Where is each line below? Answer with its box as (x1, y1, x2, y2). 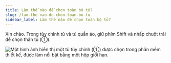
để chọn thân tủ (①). (5, 36, 51, 43)
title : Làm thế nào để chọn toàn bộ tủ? (5, 7, 93, 13)
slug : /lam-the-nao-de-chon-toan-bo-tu (5, 12, 91, 17)
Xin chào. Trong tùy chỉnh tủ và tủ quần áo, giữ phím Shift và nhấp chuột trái (5, 31, 166, 37)
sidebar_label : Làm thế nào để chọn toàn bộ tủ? (5, 17, 111, 22)
